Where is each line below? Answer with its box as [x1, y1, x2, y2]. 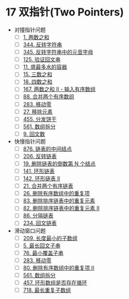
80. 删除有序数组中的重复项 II [23, 264, 95, 271]
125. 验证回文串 [23, 56, 61, 63]
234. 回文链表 [23, 220, 57, 227]
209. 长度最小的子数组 [23, 234, 78, 241]
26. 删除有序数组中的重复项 [23, 190, 90, 197]
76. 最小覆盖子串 [23, 249, 64, 256]
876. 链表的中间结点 [23, 145, 73, 152]
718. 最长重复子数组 [23, 286, 71, 294]
